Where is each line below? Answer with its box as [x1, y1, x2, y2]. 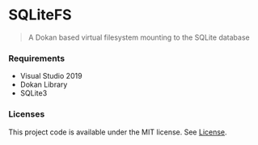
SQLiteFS [8, 6, 72, 24]
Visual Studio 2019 [19, 71, 82, 81]
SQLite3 [19, 88, 48, 98]
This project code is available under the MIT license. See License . [8, 127, 228, 137]
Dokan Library [19, 79, 68, 90]
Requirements [8, 53, 66, 64]
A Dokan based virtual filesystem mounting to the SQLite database [27, 32, 250, 42]
